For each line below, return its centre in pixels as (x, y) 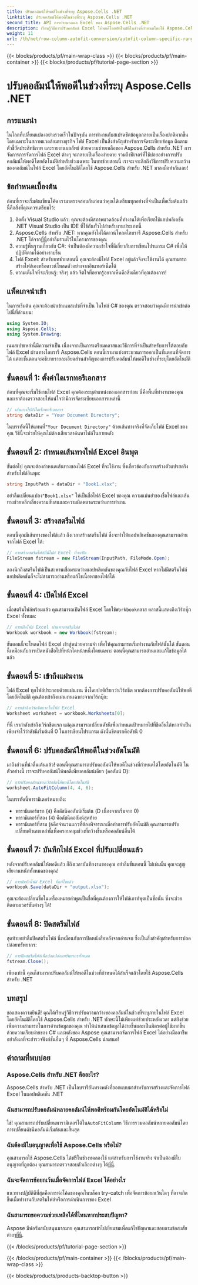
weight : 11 (20, 34)
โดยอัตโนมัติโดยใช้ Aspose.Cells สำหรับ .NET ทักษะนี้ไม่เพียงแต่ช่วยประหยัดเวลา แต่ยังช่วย (98, 1019)
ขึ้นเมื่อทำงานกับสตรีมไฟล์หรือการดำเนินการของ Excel (59, 1199)
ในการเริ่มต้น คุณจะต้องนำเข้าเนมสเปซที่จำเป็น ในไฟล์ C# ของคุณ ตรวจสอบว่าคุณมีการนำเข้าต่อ (98, 305)
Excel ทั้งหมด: (22, 616)
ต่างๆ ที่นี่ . (15, 1235)
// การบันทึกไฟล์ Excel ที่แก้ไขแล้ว (40, 882)
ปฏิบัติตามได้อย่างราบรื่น (38, 252)
